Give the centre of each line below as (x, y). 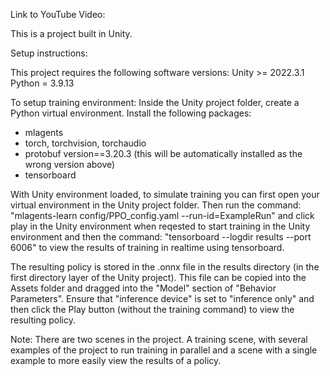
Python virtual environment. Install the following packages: (131, 113)
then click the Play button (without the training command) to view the (152, 309)
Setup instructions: (49, 53)
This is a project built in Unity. (71, 33)
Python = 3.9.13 (42, 83)
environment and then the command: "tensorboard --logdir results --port (161, 237)
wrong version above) (70, 164)
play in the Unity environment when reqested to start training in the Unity (160, 226)
